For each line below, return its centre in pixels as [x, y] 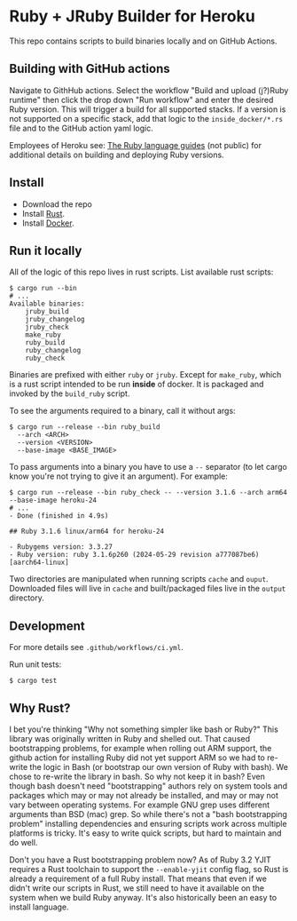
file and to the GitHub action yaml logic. [81, 128]
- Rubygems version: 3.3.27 [61, 547]
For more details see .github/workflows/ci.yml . [96, 647]
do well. [23, 842]
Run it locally [46, 250]
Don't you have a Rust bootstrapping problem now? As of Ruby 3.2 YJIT [141, 860]
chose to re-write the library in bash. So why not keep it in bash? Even [137, 776]
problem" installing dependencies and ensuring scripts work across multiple [148, 824]
